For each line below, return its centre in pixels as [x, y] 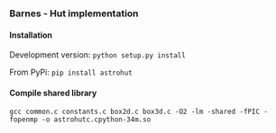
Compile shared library [53, 93]
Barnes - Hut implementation [74, 13]
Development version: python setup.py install [98, 55]
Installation [31, 35]
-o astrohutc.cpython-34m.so [97, 120]
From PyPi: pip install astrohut [71, 72]
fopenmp [24, 120]
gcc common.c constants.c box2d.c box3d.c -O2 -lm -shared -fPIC [134, 112]
